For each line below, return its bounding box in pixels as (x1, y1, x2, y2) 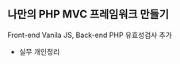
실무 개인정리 (18, 47, 60, 56)
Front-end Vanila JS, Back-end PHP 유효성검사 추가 (7, 30, 172, 40)
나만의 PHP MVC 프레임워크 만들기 (7, 8, 170, 21)
